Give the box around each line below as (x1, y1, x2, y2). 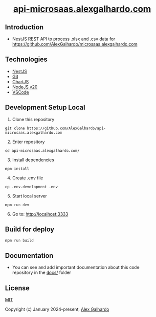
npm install (5, 166, 29, 171)
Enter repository (12, 139, 45, 145)
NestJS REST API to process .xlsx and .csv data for (12, 36, 115, 42)
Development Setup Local (5, 103, 86, 112)
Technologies (5, 55, 48, 64)
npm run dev (5, 202, 29, 207)
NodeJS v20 (12, 84, 38, 90)
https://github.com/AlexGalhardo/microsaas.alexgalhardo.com (12, 41, 138, 47)
